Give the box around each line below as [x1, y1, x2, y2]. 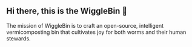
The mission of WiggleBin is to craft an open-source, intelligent [6, 22, 164, 29]
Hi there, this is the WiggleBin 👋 [6, 6, 128, 16]
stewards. [6, 34, 31, 42]
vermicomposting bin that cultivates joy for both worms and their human [6, 28, 187, 36]
